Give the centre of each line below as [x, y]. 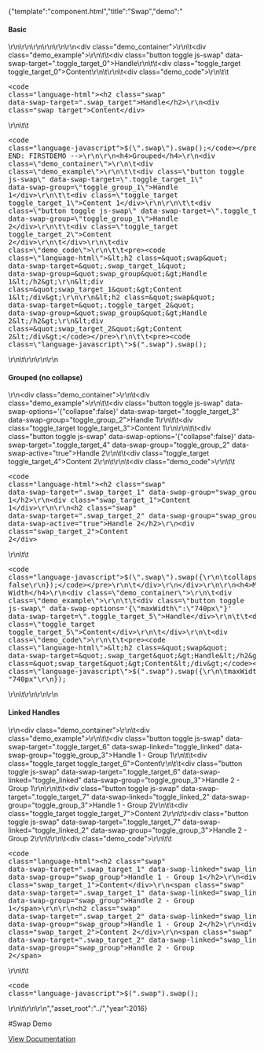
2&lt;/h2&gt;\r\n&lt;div [56, 321]
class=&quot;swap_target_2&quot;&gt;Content [95, 329]
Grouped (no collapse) [46, 377]
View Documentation [42, 1038]
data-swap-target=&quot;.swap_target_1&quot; [97, 266]
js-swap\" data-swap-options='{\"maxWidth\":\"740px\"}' [120, 609]
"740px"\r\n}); [37, 679]
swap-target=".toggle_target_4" [59, 445]
